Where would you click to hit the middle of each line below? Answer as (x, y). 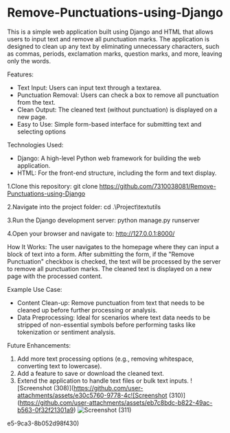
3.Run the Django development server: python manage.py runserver (104, 220)
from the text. (36, 102)
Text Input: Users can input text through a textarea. (89, 87)
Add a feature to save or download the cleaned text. (91, 373)
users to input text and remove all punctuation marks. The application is (108, 39)
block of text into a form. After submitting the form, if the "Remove (101, 254)
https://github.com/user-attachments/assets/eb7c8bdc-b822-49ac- (116, 402)
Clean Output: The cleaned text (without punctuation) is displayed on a (117, 109)
